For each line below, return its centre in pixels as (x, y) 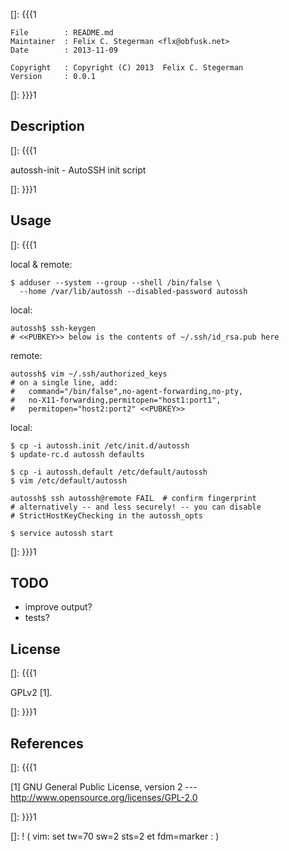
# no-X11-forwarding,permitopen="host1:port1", (116, 400)
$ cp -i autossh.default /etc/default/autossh (109, 472)
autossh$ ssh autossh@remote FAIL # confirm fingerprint (133, 498)
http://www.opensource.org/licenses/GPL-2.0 (104, 798)
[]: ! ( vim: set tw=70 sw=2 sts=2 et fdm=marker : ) (115, 836)
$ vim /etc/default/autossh (69, 480)
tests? (37, 618)
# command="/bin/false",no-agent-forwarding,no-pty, (127, 391)
